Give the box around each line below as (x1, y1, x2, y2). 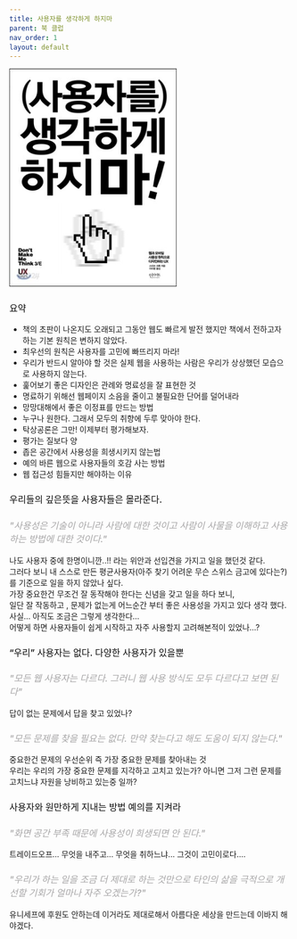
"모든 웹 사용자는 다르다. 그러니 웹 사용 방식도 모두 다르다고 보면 (9, 672, 268, 685)
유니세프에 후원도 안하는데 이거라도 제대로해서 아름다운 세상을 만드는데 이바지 (9, 909, 279, 919)
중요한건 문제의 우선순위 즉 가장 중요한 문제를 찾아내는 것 (9, 754, 207, 765)
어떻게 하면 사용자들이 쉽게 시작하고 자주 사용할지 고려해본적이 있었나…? (9, 622, 260, 632)
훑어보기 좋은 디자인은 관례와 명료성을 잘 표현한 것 (21, 380, 196, 391)
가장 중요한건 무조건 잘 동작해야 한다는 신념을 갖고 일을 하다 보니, (9, 589, 235, 599)
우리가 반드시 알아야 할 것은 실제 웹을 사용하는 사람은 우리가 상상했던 (21, 358, 260, 368)
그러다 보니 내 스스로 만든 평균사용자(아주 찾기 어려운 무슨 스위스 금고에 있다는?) (9, 566, 288, 577)
